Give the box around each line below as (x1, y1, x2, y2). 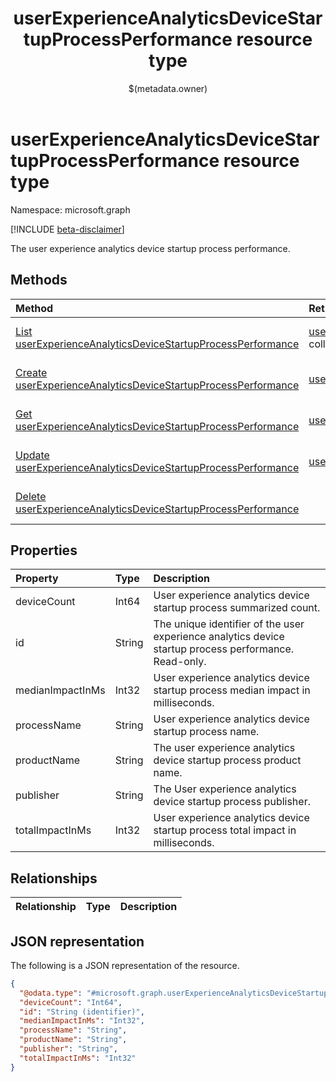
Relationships (10, 870, 98, 887)
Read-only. (153, 655, 207, 669)
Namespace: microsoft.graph (10, 203, 131, 216)
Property (15, 572, 59, 586)
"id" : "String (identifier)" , (19, 1007, 145, 1017)
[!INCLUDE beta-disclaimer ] (10, 223, 125, 235)
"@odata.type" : (19, 988, 83, 998)
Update (15, 448, 50, 462)
